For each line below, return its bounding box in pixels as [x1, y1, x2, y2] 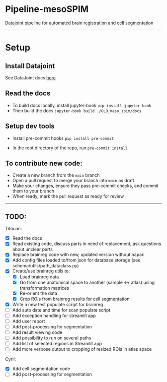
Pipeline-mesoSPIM [5, 3, 88, 15]
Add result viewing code [12, 329, 63, 335]
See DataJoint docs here [5, 74, 56, 80]
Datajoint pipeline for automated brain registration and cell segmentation [5, 20, 154, 26]
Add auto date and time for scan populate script [12, 307, 111, 313]
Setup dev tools [5, 122, 55, 130]
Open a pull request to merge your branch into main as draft [12, 178, 134, 184]
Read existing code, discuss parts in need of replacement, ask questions [12, 241, 162, 247]
